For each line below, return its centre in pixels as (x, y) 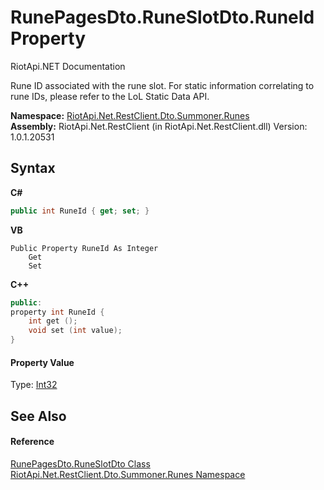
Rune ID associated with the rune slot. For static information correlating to (162, 85)
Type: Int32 (34, 385)
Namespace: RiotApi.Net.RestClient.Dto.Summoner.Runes (130, 115)
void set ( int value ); (75, 331)
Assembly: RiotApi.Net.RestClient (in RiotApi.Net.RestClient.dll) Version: (159, 126)
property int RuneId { (57, 312)
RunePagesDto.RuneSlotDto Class (80, 463)
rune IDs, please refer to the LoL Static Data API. (110, 96)
